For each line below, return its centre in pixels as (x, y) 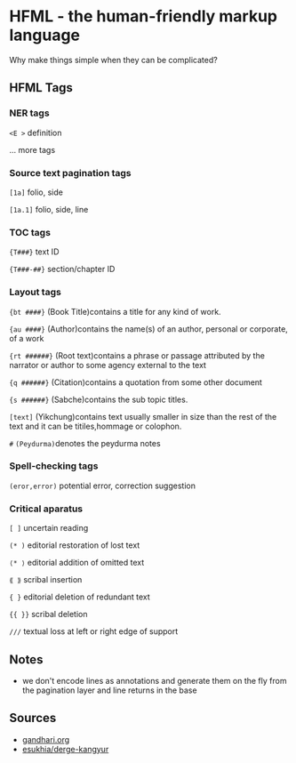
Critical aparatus (46, 509)
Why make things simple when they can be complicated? (113, 60)
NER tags (30, 113)
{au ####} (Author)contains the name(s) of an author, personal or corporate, (149, 329)
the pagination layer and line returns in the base (109, 690)
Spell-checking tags (54, 466)
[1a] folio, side (36, 192)
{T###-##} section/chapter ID (62, 269)
